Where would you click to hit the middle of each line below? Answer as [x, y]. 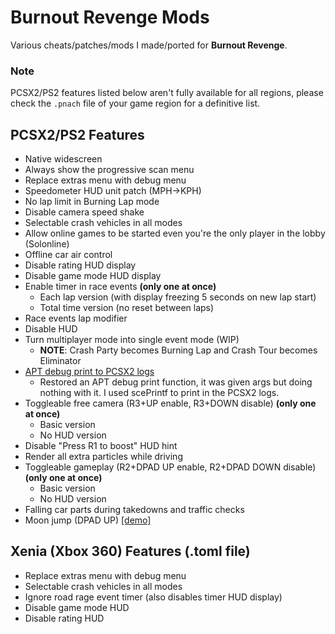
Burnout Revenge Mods [110, 17]
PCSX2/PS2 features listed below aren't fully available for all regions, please [167, 93]
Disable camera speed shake [84, 212]
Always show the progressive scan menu [109, 170]
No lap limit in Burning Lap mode [92, 202]
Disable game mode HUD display [93, 276]
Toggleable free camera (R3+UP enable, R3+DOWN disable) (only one [170, 403]
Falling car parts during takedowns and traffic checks [134, 510]
